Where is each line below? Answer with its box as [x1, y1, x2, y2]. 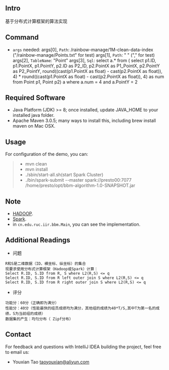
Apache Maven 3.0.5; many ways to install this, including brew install [12, 117, 156, 124]
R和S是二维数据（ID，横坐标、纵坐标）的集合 [5, 261, 86, 266]
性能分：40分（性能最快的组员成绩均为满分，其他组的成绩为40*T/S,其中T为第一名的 [5, 306, 156, 311]
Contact [5, 330, 31, 339]
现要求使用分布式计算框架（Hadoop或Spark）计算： [5, 266, 98, 271]
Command [5, 33, 39, 42]
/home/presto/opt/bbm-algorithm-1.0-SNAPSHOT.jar [25, 182, 136, 189]
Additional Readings [5, 236, 71, 244]
